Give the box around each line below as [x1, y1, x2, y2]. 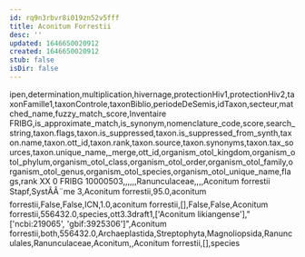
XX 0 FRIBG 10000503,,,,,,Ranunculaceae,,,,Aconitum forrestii [39, 175, 271, 186]
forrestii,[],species [171, 237, 241, 248]
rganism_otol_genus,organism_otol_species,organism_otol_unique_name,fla [9, 165, 292, 177]
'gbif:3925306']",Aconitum [66, 218, 167, 229]
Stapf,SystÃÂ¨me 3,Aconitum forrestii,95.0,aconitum [9, 185, 207, 196]
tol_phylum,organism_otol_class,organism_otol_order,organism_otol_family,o [9, 156, 293, 167]
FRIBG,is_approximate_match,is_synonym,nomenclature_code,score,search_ [9, 117, 296, 128]
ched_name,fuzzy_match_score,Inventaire [9, 108, 167, 119]
